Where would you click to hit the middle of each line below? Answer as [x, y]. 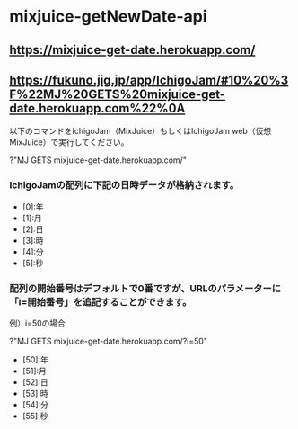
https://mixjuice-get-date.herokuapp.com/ [132, 50]
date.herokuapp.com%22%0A [97, 108]
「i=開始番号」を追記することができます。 [101, 301]
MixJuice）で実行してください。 [69, 142]
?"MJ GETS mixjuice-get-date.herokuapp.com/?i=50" [109, 341]
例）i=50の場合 [37, 323]
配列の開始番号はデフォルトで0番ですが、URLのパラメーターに [145, 288]
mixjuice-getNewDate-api [109, 17]
